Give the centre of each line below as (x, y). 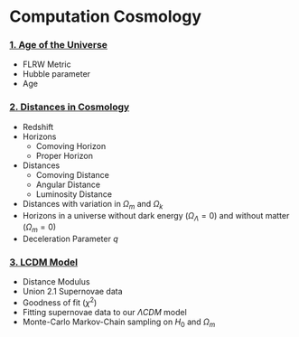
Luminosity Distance (74, 194)
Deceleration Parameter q (70, 239)
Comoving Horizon (71, 145)
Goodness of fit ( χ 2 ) (60, 302)
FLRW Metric (47, 64)
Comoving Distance (73, 174)
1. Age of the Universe (59, 45)
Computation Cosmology (105, 17)
